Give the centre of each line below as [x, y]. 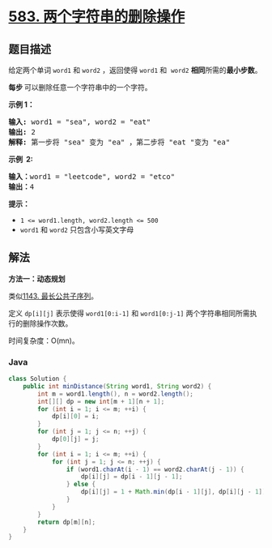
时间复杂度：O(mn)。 [44, 340]
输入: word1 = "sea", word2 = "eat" [80, 122]
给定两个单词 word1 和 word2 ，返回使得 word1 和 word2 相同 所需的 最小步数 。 [135, 70]
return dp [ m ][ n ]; [66, 522]
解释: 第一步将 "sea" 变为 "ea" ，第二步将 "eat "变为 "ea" [119, 142]
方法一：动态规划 [37, 278]
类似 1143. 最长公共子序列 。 [53, 296]
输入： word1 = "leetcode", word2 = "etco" [92, 176]
